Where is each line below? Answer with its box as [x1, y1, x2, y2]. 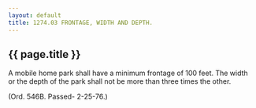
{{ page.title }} [8, 48, 81, 61]
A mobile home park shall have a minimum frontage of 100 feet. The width [8, 68, 248, 78]
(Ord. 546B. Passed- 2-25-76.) [8, 92, 108, 102]
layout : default [8, 11, 61, 20]
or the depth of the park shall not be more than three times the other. [8, 77, 232, 86]
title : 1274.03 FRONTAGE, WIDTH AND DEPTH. [8, 19, 154, 27]
